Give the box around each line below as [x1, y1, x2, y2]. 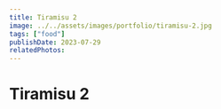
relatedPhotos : [9, 46, 66, 55]
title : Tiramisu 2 [9, 12, 77, 22]
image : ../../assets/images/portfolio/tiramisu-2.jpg [9, 21, 213, 30]
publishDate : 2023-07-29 [9, 37, 101, 47]
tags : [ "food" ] [9, 29, 66, 38]
